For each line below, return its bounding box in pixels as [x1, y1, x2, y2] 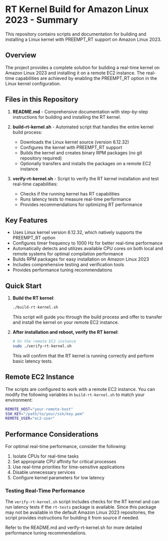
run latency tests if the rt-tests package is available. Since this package [5, 504, 156, 510]
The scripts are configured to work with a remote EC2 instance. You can [5, 386, 155, 392]
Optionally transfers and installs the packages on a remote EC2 [20, 160, 151, 166]
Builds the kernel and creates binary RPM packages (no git [20, 150, 142, 156]
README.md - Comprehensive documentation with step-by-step [12, 109, 148, 115]
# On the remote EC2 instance [12, 339, 77, 344]
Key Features [5, 216, 48, 224]
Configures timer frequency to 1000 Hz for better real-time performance [12, 240, 163, 246]
